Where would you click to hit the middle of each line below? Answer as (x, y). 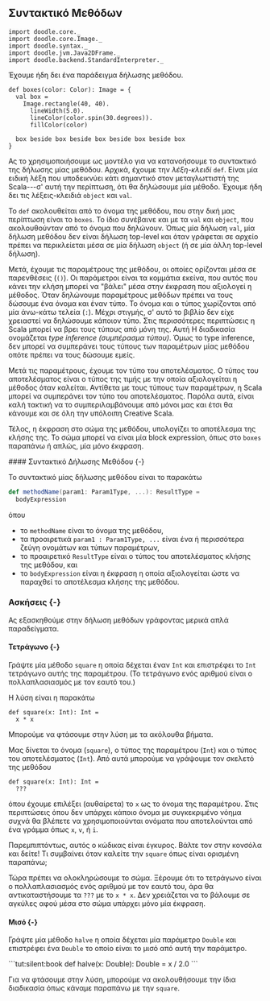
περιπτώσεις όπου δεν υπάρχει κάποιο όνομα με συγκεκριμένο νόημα (125, 813)
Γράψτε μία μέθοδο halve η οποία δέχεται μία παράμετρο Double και (122, 940)
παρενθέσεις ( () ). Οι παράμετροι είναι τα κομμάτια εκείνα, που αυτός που (133, 278)
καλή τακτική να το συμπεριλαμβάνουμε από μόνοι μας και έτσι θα (121, 404)
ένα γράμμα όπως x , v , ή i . (53, 829)
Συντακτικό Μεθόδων (65, 13)
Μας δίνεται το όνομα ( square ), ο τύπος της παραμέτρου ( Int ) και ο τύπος (133, 750)
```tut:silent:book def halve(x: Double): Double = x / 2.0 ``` (104, 964)
